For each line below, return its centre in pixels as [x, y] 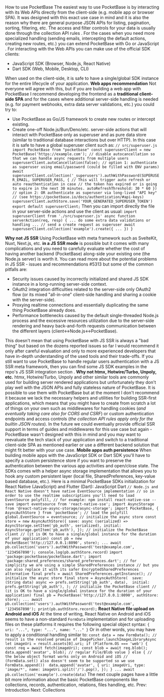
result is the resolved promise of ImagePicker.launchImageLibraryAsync [81, 640]
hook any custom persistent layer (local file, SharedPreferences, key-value [80, 476]
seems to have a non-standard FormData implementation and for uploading [80, 619]
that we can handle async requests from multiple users [70, 159]
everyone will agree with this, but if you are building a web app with [73, 89]
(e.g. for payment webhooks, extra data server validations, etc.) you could [80, 104]
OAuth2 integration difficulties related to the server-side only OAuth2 [82, 289]
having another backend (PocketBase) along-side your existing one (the [78, 254]
